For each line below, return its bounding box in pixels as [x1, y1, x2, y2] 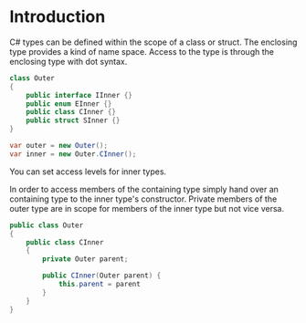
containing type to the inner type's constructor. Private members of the [9, 193, 278, 204]
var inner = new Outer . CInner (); [9, 149, 137, 159]
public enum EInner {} [26, 99, 112, 109]
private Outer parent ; [42, 255, 129, 264]
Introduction [9, 6, 106, 27]
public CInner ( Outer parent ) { [42, 271, 162, 280]
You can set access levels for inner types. [9, 166, 167, 177]
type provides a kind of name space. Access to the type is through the [9, 46, 274, 57]
